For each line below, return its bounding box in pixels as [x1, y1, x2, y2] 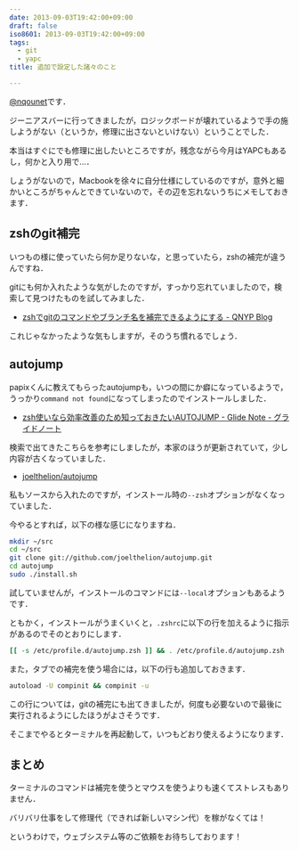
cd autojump [9, 562, 53, 571]
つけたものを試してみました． [39, 292, 149, 303]
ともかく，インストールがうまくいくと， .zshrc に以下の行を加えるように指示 [9, 617, 290, 628]
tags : [9, 37, 29, 47]
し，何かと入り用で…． [9, 156, 95, 167]
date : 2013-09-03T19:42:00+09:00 [9, 12, 133, 22]
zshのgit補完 [9, 226, 80, 241]
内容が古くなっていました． [9, 453, 111, 463]
